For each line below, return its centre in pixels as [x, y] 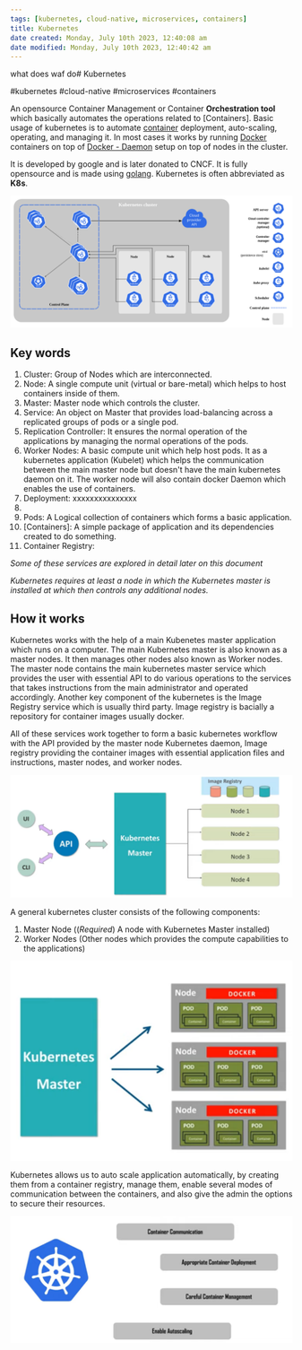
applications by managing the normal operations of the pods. [136, 441]
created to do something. [70, 536]
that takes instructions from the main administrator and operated [129, 688]
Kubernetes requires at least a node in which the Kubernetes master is [141, 581]
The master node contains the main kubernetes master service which [138, 669]
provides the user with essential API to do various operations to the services [151, 678]
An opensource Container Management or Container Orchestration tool [143, 109]
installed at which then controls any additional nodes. [109, 590]
